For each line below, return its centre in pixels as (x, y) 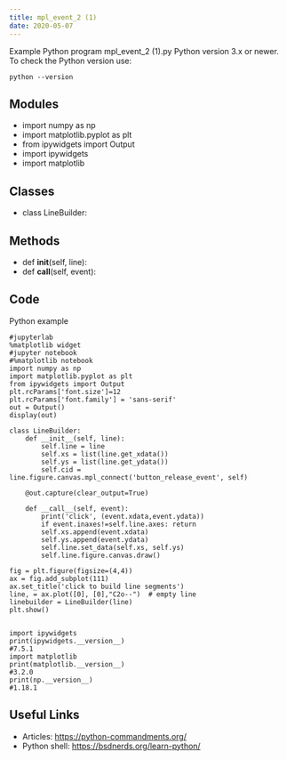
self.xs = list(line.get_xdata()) (105, 454)
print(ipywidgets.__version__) (67, 641)
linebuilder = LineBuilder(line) (71, 602)
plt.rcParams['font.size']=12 (65, 392)
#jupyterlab (31, 337)
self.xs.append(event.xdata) (95, 532)
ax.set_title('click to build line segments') (97, 586)
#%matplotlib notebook (51, 360)
